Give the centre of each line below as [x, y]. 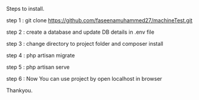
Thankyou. [20, 90]
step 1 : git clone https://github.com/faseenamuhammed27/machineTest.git [99, 20]
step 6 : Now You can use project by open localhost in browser [84, 79]
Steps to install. [25, 9]
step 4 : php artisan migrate [41, 55]
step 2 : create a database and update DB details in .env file [81, 32]
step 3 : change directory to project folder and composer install [85, 44]
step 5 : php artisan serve [38, 67]
